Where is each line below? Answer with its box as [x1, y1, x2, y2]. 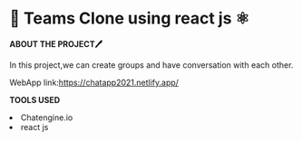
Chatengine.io [21, 112, 73, 123]
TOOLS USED [9, 94, 61, 105]
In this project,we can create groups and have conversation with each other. [9, 59, 294, 70]
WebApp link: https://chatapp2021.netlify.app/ [9, 77, 180, 88]
